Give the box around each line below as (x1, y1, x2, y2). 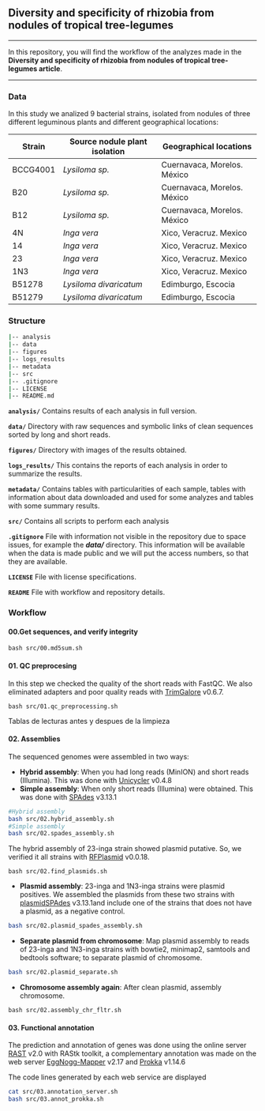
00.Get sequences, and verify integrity (8, 627, 139, 636)
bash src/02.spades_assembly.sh (8, 830, 114, 838)
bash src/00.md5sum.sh (8, 644, 83, 653)
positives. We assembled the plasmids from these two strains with (19, 890, 235, 899)
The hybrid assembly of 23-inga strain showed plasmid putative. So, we (8, 844, 242, 853)
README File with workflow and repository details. (8, 588, 166, 597)
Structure (8, 315, 46, 326)
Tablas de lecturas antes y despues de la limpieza (8, 716, 170, 725)
